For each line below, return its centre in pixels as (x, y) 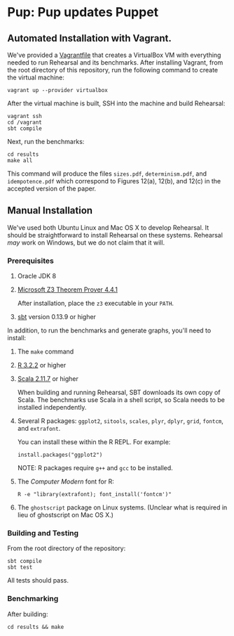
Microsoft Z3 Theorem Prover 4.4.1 (67, 290)
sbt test (20, 567)
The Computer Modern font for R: (66, 481)
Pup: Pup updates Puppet (83, 12)
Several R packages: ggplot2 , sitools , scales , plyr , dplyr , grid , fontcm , (121, 421)
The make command (46, 351)
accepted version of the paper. (52, 188)
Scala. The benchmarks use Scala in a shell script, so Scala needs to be (121, 400)
